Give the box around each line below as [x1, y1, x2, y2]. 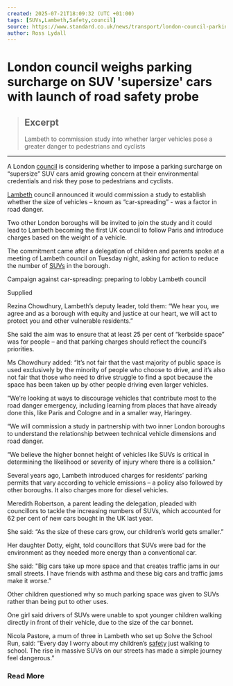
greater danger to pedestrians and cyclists [24, 142, 146, 151]
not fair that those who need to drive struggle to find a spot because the [7, 373, 214, 382]
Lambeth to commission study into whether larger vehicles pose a [24, 135, 213, 143]
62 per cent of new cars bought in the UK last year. [7, 514, 154, 523]
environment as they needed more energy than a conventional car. [7, 549, 198, 557]
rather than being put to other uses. [7, 598, 109, 606]
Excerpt [24, 116, 59, 128]
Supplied [7, 289, 33, 297]
